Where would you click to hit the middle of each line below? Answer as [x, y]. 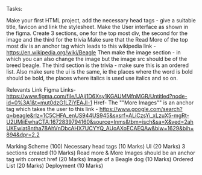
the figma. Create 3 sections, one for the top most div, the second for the [97, 33]
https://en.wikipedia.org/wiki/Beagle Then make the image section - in [93, 52]
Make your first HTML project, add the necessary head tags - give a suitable [101, 20]
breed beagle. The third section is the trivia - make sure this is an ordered [97, 65]
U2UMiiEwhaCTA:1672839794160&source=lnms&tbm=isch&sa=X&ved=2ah [100, 122]
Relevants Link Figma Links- [41, 90]
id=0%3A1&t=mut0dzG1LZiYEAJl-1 [49, 103]
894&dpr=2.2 [23, 135]
